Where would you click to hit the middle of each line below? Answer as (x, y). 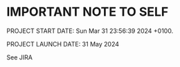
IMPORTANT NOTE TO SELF (88, 12)
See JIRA (19, 57)
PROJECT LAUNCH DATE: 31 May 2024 (63, 44)
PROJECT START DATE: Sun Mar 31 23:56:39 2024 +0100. (90, 31)
